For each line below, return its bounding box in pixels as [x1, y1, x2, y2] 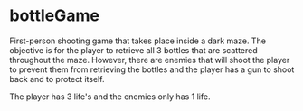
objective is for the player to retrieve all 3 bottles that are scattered [9, 44, 258, 55]
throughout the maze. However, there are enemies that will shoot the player [9, 54, 290, 65]
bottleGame [9, 5, 99, 26]
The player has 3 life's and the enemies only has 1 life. [9, 91, 211, 102]
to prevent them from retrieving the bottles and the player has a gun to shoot [9, 64, 295, 75]
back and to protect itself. [9, 73, 105, 84]
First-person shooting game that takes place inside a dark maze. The [9, 35, 267, 46]
